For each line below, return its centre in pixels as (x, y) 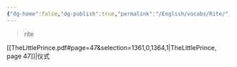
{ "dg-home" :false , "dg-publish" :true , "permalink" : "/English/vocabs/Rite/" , (119, 14)
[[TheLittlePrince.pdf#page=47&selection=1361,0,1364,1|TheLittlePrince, (112, 47)
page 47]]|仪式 (28, 56)
